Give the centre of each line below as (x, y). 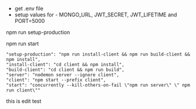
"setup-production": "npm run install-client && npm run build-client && (98, 54)
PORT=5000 (30, 21)
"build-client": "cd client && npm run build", (65, 70)
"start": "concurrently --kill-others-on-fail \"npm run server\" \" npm (98, 85)
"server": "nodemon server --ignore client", (62, 75)
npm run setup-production (38, 32)
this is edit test (24, 101)
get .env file (29, 8)
